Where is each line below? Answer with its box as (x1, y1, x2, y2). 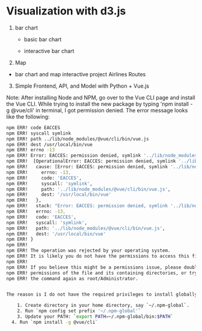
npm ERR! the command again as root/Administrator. (6, 275, 138, 282)
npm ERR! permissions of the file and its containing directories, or (6, 270, 187, 276)
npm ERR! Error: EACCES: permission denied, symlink (6, 153, 141, 159)
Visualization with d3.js (6, 4, 126, 18)
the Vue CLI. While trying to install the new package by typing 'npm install (6, 100, 189, 108)
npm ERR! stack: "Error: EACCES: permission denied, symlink (6, 203, 168, 209)
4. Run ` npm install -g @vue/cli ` (11, 319, 98, 325)
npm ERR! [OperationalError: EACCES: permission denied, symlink (6, 158, 176, 165)
